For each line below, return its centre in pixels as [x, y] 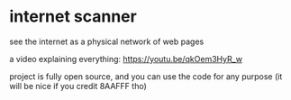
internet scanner [73, 17]
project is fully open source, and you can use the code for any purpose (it [146, 76]
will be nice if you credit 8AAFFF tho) [78, 86]
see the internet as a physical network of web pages [107, 41]
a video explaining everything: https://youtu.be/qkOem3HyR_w [126, 59]
